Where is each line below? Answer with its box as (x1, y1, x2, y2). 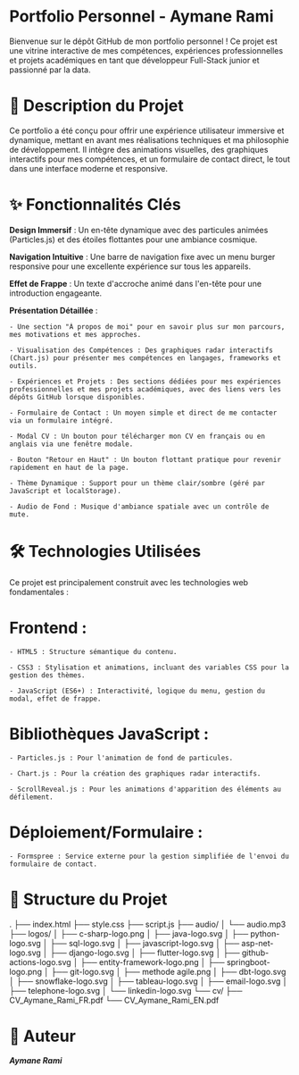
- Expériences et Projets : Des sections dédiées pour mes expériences (9, 377, 281, 386)
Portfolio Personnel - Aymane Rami (9, 6, 274, 27)
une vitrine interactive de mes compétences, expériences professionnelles (9, 45, 284, 55)
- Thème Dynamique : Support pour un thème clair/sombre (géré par (9, 478, 266, 488)
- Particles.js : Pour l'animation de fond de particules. (9, 753, 234, 762)
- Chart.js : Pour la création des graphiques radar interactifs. (9, 768, 262, 778)
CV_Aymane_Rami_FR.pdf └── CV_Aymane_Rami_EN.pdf (9, 995, 220, 1005)
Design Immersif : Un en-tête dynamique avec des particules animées (9, 224, 269, 235)
